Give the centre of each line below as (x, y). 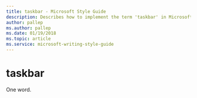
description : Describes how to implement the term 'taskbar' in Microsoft (99, 17)
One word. (19, 89)
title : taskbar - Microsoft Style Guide (56, 11)
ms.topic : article (28, 39)
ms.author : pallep (28, 28)
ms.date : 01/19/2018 (31, 33)
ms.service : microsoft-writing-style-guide (60, 45)
